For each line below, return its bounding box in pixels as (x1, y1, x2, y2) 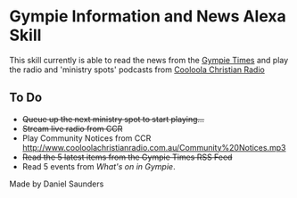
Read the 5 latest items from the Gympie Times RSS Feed (21, 152, 233, 162)
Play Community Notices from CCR (21, 132, 152, 144)
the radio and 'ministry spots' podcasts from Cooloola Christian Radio (9, 64, 265, 75)
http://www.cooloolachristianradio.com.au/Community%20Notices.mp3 (21, 142, 286, 153)
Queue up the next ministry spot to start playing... (21, 113, 205, 124)
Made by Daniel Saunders (9, 178, 104, 189)
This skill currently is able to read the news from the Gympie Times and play (9, 54, 289, 65)
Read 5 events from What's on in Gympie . (21, 161, 176, 171)
